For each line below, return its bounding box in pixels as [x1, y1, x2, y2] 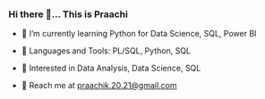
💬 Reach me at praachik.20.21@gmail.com [21, 80, 177, 91]
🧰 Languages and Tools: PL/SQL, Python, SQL [21, 45, 192, 56]
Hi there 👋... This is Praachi [8, 8, 129, 21]
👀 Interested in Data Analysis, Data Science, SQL [21, 62, 201, 74]
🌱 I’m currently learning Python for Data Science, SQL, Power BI [21, 29, 257, 39]
